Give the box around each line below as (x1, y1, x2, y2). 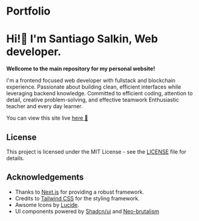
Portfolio (6, 4, 51, 18)
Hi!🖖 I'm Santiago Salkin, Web (6, 32, 158, 46)
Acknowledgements (6, 172, 84, 183)
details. (6, 154, 25, 161)
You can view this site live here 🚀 (6, 114, 88, 122)
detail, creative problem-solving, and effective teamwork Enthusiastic (6, 96, 180, 104)
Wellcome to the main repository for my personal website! (6, 65, 155, 72)
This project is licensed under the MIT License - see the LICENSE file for (6, 148, 186, 155)
